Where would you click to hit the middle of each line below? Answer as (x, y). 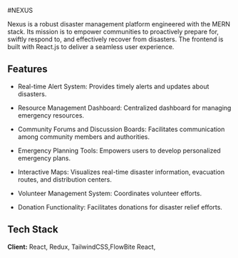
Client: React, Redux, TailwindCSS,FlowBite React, (82, 247)
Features (27, 69)
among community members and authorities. (84, 136)
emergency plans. (44, 158)
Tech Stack (33, 230)
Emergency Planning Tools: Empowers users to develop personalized (119, 150)
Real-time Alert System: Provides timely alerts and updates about (113, 86)
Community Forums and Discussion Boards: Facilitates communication (121, 129)
